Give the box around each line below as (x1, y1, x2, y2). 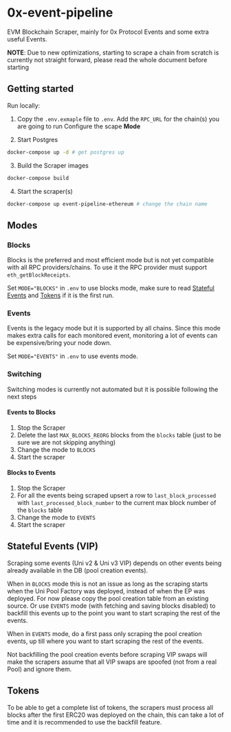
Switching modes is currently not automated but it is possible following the (7, 385, 219, 393)
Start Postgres (16, 135, 58, 144)
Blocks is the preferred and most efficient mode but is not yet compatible (7, 256, 214, 264)
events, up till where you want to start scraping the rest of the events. (7, 637, 204, 645)
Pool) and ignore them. (7, 664, 72, 673)
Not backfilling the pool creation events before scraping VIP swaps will (7, 650, 208, 658)
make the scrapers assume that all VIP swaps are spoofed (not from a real (7, 657, 217, 666)
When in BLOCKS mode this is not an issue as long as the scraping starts (7, 580, 208, 588)
